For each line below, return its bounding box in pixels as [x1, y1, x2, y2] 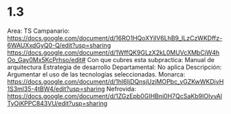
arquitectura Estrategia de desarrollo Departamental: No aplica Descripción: [7, 63, 222, 71]
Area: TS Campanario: [7, 27, 70, 35]
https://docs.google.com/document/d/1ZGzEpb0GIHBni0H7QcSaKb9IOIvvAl [7, 91, 222, 100]
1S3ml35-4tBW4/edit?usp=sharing [7, 85, 105, 93]
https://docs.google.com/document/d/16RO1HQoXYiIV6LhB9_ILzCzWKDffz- [7, 33, 223, 42]
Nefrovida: [106, 85, 136, 93]
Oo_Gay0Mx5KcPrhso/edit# [7, 55, 86, 63]
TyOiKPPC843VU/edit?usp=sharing [7, 99, 108, 107]
